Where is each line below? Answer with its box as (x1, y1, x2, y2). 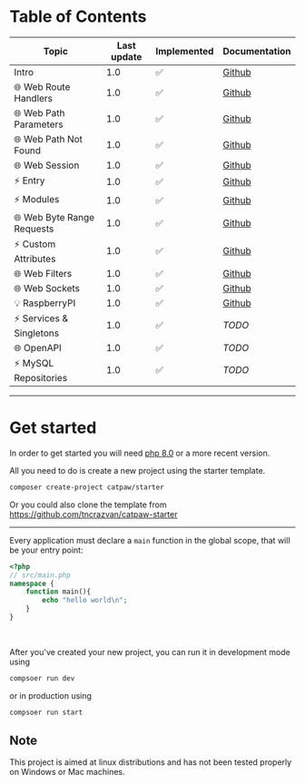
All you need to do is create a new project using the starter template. (9, 465, 266, 475)
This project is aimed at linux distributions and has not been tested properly (9, 757, 292, 768)
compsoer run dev (9, 673, 75, 682)
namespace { (9, 579, 54, 588)
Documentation (221, 44, 291, 57)
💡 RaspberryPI (14, 297, 76, 309)
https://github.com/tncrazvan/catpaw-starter (9, 508, 178, 519)
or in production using (9, 690, 93, 701)
